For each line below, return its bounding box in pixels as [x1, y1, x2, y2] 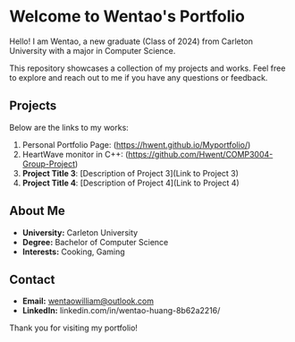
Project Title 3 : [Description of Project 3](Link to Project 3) [21, 167, 240, 178]
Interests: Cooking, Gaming [21, 246, 125, 257]
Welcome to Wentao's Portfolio [9, 6, 246, 27]
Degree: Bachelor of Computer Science [21, 236, 169, 247]
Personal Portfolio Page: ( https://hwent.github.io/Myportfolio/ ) [21, 139, 251, 150]
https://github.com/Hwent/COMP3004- [128, 149, 274, 159]
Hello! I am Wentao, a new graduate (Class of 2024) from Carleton [9, 36, 253, 47]
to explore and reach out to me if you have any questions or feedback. [9, 72, 268, 82]
